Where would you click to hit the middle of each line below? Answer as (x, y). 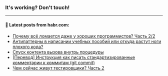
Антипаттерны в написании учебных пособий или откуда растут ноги (87, 41)
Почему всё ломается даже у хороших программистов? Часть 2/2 (84, 36)
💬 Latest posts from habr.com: (37, 24)
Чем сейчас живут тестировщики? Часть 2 (58, 68)
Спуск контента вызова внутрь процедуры (58, 52)
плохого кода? (28, 46)
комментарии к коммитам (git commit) (53, 62)
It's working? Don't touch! (37, 7)
